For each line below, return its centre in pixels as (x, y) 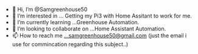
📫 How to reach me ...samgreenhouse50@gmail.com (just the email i (99, 35)
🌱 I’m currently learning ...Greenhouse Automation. (76, 22)
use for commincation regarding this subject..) (70, 44)
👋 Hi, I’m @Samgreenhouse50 (50, 9)
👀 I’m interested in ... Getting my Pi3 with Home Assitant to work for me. (102, 16)
